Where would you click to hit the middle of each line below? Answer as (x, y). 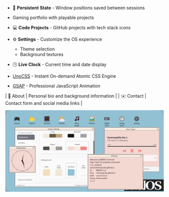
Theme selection (37, 49)
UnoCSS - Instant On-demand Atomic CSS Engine (64, 76)
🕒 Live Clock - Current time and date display (59, 64)
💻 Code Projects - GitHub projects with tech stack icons (71, 27)
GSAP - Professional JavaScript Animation (56, 86)
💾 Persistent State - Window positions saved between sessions (78, 8)
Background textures (42, 54)
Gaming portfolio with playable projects (53, 17)
